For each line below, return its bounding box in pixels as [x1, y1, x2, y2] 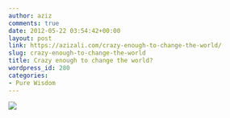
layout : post [8, 34, 52, 43]
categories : [8, 71, 48, 79]
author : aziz [8, 11, 52, 20]
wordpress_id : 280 [8, 64, 70, 72]
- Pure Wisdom [8, 79, 56, 87]
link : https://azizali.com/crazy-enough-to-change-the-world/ [8, 42, 222, 50]
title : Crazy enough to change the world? [8, 57, 153, 65]
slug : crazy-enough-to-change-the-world [8, 49, 147, 57]
